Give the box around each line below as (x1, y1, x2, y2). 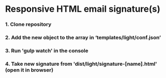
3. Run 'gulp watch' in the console (5, 47, 89, 54)
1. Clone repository (5, 21, 52, 28)
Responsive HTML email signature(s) (5, 3, 161, 15)
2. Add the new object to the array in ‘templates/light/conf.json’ (5, 34, 161, 41)
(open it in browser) (5, 66, 54, 73)
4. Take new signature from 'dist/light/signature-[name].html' (5, 60, 158, 67)
